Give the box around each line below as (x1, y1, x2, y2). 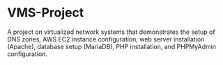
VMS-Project (7, 5, 84, 21)
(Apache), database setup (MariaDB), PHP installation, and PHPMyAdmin (7, 42, 217, 50)
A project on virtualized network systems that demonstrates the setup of (7, 28, 215, 36)
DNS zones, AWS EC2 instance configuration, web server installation (7, 35, 205, 43)
